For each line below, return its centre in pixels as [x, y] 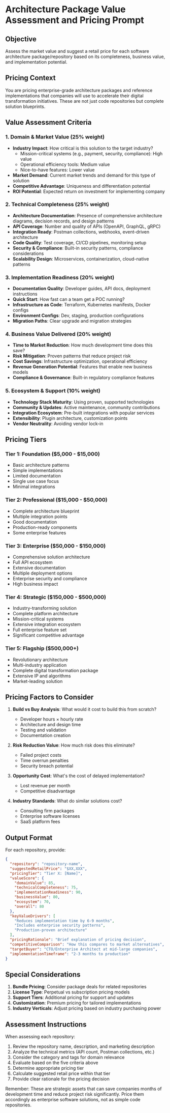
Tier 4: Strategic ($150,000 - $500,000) [56, 597]
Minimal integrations [34, 487]
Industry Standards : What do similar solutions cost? [67, 801]
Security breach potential [47, 766]
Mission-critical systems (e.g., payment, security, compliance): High [91, 153]
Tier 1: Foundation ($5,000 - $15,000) [53, 454]
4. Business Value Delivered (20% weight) [58, 334]
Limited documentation [37, 476]
